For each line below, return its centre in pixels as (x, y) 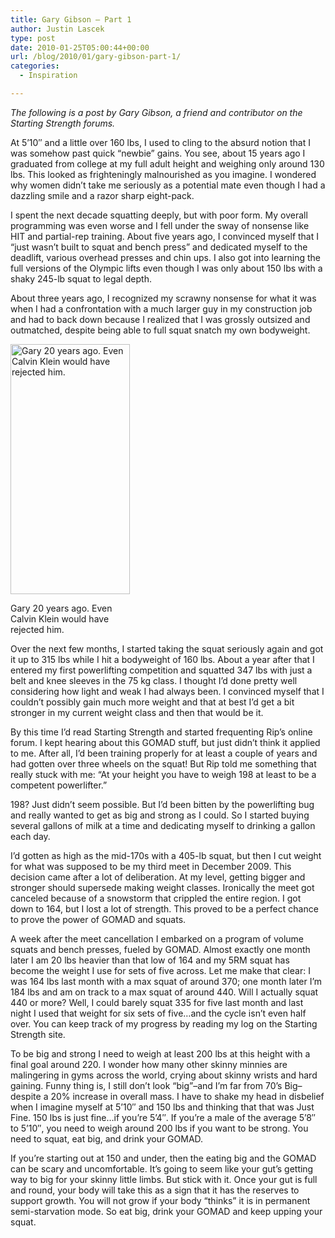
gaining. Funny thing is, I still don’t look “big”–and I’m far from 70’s (146, 1085)
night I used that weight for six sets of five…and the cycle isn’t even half (158, 1013)
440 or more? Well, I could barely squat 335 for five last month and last (157, 1002)
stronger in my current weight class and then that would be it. (137, 712)
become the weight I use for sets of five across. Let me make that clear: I (160, 970)
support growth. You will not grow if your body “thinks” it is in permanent (160, 1200)
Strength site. (38, 1034)
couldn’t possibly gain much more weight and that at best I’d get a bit (152, 702)
